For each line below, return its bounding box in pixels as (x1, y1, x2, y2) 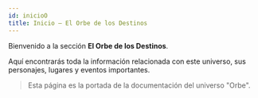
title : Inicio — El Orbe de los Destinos (8, 19, 148, 27)
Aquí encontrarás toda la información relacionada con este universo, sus (8, 57, 247, 66)
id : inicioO (8, 11, 48, 20)
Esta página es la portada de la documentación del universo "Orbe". (27, 80, 251, 90)
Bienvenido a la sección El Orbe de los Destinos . (8, 41, 169, 50)
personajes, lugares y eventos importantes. (8, 65, 150, 74)
